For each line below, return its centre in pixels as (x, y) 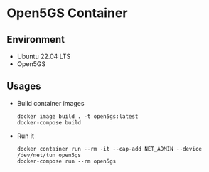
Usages (24, 86)
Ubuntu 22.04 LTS (44, 56)
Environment (36, 39)
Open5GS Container (67, 13)
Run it (26, 136)
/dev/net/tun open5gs (49, 155)
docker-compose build (49, 122)
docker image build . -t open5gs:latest (77, 116)
